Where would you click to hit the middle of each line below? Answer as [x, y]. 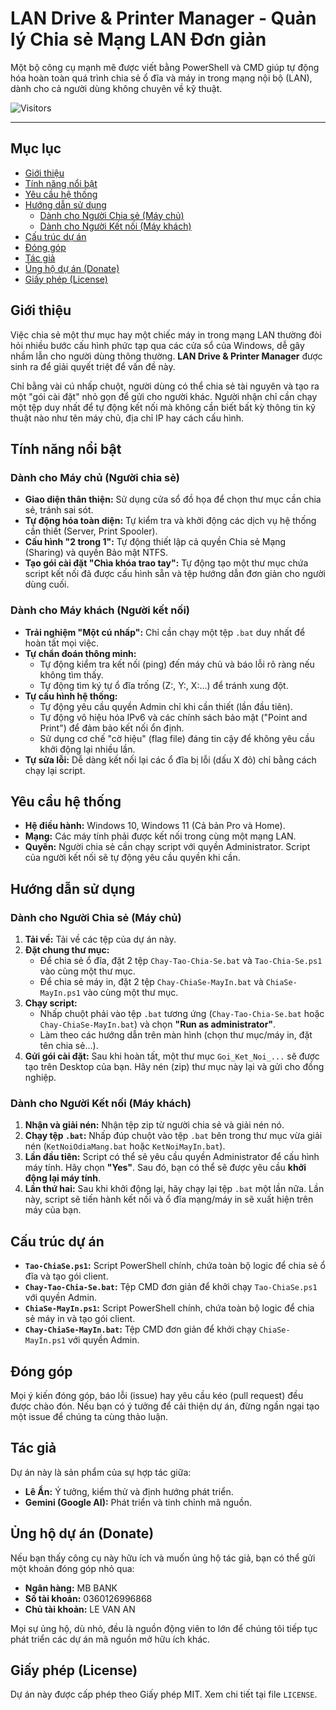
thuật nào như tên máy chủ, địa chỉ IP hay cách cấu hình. [127, 418]
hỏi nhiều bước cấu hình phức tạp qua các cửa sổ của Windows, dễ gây [157, 345]
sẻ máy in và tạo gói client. [80, 1319]
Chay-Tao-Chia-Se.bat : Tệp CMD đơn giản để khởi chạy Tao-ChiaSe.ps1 [171, 1287]
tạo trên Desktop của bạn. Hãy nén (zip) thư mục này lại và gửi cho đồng [174, 1067]
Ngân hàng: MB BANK [71, 1588]
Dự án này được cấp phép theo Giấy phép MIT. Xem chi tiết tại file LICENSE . [164, 1694]
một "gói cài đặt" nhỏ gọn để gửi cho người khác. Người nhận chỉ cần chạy [164, 396]
